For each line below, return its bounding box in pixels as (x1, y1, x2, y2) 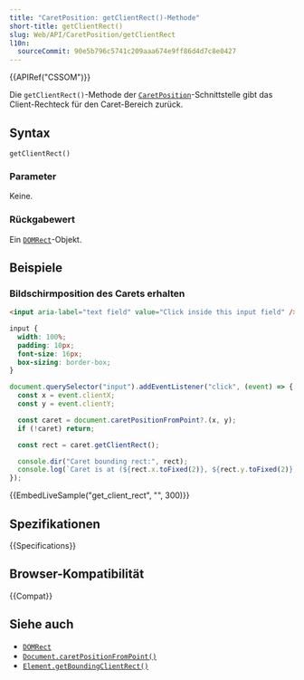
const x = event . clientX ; (17, 391, 116, 400)
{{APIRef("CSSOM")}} (9, 72, 91, 82)
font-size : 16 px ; (17, 350, 83, 359)
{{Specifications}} (9, 541, 77, 551)
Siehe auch (9, 617, 74, 632)
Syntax (9, 125, 51, 140)
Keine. (9, 191, 33, 202)
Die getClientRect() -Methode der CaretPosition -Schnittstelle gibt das (9, 90, 273, 101)
